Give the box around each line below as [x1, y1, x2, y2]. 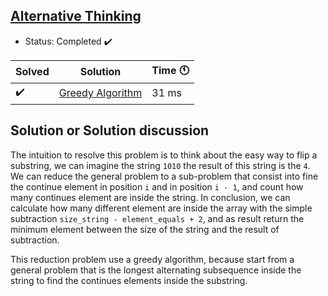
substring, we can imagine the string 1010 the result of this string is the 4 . [10, 159, 311, 171]
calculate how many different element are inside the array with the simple [10, 202, 313, 214]
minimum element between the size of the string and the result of [10, 223, 280, 235]
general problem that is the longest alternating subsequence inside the [10, 264, 302, 276]
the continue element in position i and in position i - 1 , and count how [10, 180, 304, 193]
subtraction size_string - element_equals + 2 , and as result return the [10, 212, 305, 224]
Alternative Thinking [10, 8, 142, 25]
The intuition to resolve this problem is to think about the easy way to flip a [10, 149, 318, 161]
